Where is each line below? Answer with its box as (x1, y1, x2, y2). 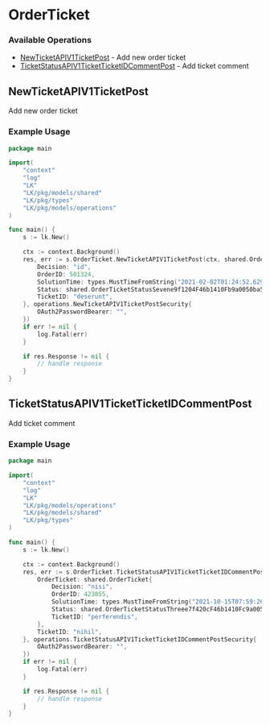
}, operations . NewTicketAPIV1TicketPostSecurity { (22, 300, 193, 309)
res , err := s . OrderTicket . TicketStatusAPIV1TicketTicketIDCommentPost (22, 568, 268, 576)
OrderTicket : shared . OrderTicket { (37, 575, 153, 583)
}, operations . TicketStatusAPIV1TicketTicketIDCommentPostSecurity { (22, 635, 257, 644)
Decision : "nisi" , (51, 582, 113, 591)
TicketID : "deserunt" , (37, 292, 113, 301)
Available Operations (8, 35, 92, 46)
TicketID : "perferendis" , (51, 612, 138, 621)
